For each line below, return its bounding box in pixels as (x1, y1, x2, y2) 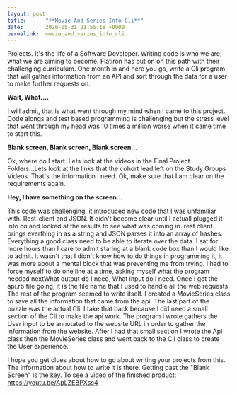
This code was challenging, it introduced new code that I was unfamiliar (7, 207, 217, 216)
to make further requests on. (7, 79, 91, 88)
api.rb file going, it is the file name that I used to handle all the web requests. (7, 282, 230, 291)
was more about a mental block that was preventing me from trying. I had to (7, 260, 229, 268)
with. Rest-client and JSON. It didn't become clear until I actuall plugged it (7, 214, 223, 223)
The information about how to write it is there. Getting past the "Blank (7, 364, 210, 372)
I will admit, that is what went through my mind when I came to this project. (7, 107, 226, 115)
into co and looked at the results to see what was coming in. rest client (7, 222, 213, 231)
